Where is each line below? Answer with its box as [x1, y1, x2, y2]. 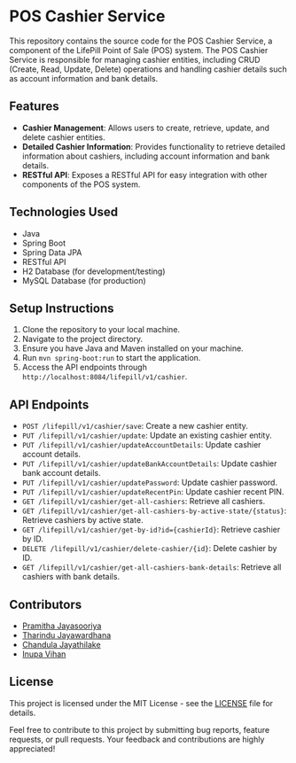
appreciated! [9, 743, 56, 754]
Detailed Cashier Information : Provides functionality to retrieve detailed [21, 141, 286, 152]
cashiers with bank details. [21, 572, 121, 582]
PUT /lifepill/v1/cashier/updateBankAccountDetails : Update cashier [21, 458, 277, 469]
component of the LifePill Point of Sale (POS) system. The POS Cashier [9, 44, 269, 55]
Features [9, 99, 59, 114]
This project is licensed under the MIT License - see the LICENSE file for [9, 697, 273, 708]
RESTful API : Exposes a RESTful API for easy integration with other [21, 169, 268, 180]
